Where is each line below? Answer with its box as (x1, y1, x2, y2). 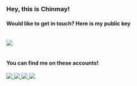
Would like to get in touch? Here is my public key (6, 20, 131, 27)
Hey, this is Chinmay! (6, 5, 70, 13)
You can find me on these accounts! (6, 59, 99, 66)
